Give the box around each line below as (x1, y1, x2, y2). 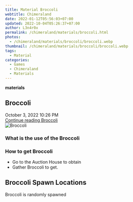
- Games (9, 62, 26, 67)
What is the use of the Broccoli (5, 135, 80, 142)
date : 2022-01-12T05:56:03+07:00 (5, 16, 74, 21)
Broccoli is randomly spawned (5, 191, 66, 197)
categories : (5, 58, 29, 62)
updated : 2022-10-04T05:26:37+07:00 (5, 21, 80, 26)
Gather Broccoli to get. (12, 164, 58, 170)
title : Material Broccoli (5, 7, 58, 12)
